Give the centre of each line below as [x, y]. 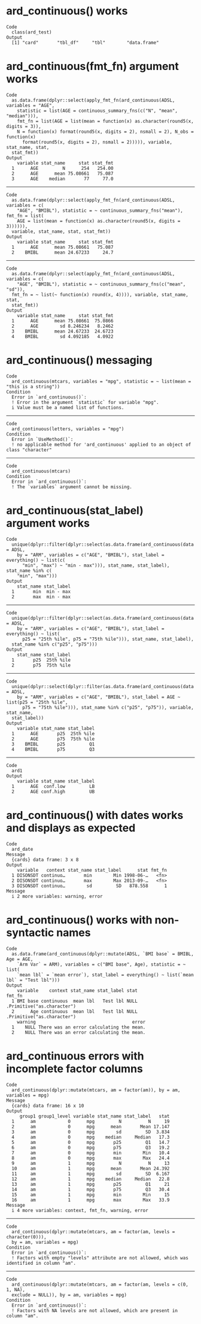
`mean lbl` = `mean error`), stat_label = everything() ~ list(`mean [106, 975]
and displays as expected [71, 828]
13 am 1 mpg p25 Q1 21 [91, 1184]
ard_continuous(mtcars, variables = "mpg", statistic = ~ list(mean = [101, 381]
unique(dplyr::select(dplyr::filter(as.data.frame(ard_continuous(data [103, 686]
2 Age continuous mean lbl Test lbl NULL [74, 1011]
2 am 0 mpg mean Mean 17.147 [91, 1127]
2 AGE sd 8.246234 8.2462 [63, 326]
